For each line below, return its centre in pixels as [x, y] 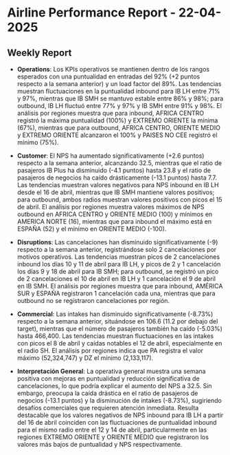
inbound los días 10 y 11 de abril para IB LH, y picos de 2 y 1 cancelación [119, 264]
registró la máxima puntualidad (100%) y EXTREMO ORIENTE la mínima [117, 120]
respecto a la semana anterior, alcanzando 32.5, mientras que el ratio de [119, 163]
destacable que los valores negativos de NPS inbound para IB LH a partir [120, 415]
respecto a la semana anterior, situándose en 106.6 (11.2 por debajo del [117, 321]
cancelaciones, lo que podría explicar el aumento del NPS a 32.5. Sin [114, 386]
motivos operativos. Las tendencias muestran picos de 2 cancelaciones [118, 257]
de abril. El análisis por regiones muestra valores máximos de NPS [111, 207]
